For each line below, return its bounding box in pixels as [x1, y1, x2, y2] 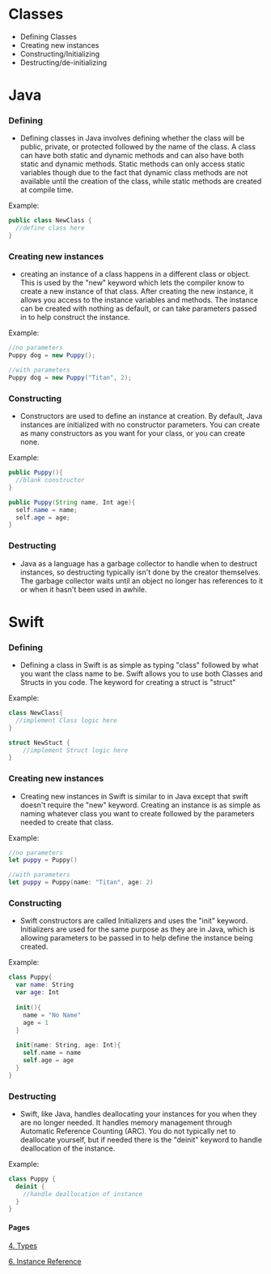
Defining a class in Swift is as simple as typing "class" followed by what [19, 661, 259, 670]
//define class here [15, 224, 85, 232]
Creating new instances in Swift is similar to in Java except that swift [19, 791, 248, 801]
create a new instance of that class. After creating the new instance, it [19, 286, 254, 296]
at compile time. [19, 185, 74, 195]
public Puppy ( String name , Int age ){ [8, 498, 136, 506]
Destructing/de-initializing [19, 58, 108, 67]
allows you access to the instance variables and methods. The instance [19, 295, 259, 305]
